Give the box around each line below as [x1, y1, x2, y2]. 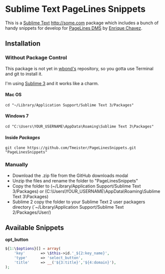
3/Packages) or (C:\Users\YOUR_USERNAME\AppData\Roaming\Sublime [12, 188, 161, 194]
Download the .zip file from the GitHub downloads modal [12, 172, 128, 179]
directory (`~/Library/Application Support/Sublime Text [12, 204, 124, 210]
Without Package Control [5, 54, 67, 61]
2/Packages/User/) [12, 209, 51, 215]
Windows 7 [5, 113, 29, 119]
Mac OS [5, 91, 22, 97]
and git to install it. [5, 71, 43, 77]
